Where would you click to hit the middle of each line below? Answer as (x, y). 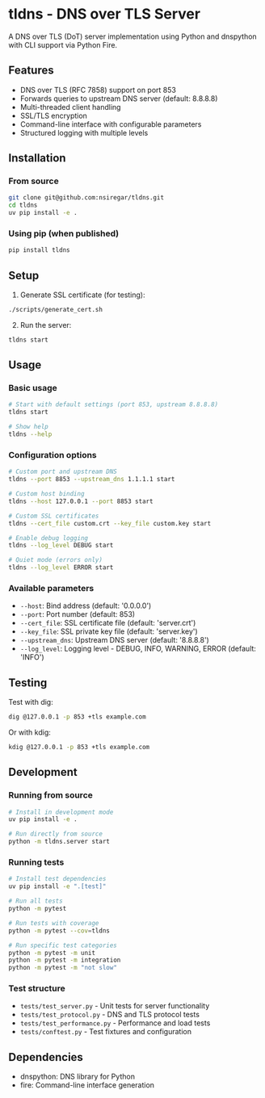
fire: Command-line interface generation (87, 1085)
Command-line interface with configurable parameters (111, 124)
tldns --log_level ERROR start (61, 568)
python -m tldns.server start (59, 842)
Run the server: (46, 325)
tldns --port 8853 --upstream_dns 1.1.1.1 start (92, 480)
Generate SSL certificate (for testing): (82, 295)
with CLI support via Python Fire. (63, 44)
